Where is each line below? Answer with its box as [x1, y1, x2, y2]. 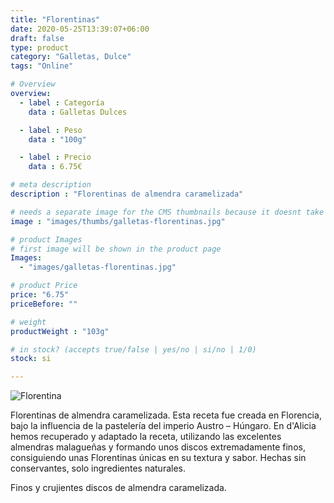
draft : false [10, 33, 65, 43]
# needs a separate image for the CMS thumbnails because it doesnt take [10, 207, 325, 217]
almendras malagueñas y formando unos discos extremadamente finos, [10, 441, 306, 453]
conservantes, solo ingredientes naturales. [10, 462, 186, 475]
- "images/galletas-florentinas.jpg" [19, 262, 177, 273]
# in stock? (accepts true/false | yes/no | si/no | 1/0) [10, 344, 257, 355]
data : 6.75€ [28, 162, 83, 172]
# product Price [10, 281, 78, 291]
